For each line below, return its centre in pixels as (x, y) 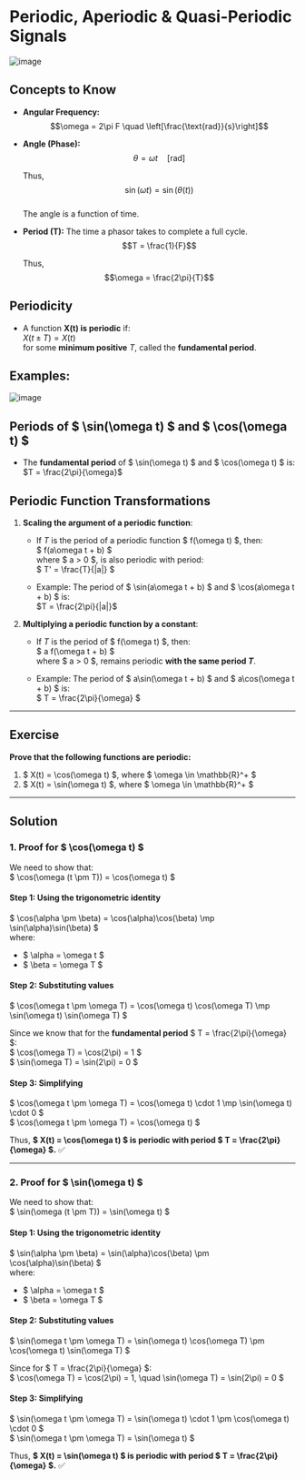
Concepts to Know (63, 90)
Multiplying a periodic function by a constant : (110, 624)
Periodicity (41, 306)
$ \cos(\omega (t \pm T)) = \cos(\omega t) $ (92, 877)
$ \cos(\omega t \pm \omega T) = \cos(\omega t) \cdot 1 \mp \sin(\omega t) (151, 1103)
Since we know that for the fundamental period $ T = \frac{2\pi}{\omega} (148, 1033)
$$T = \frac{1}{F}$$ (159, 245)
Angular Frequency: (61, 112)
